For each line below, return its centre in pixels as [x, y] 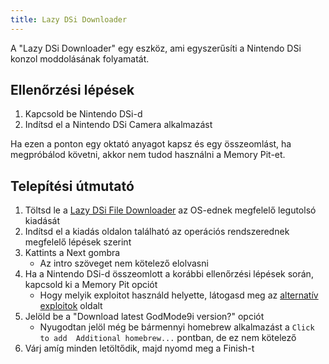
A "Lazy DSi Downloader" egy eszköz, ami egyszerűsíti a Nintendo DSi [156, 48]
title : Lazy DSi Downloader [69, 19]
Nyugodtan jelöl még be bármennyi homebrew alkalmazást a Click [177, 327]
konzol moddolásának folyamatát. [80, 58]
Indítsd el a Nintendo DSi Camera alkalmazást [118, 125]
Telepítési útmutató [72, 186]
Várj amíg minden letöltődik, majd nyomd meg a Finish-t [139, 348]
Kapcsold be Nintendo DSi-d [83, 114]
